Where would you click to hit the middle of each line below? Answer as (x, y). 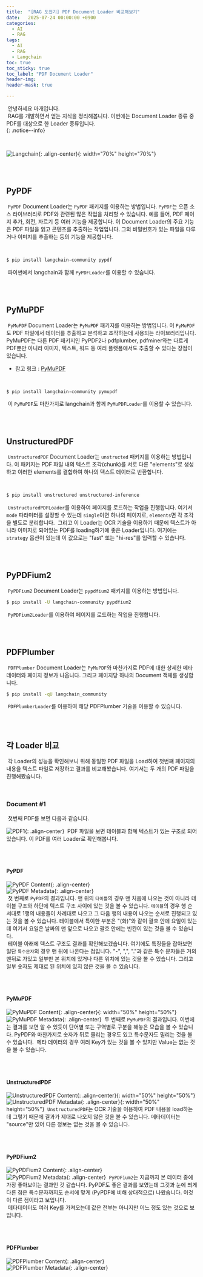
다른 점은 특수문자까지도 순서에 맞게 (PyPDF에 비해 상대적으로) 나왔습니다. (94, 1192)
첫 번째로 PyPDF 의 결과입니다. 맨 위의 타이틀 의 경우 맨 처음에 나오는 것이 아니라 (99, 898)
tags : (13, 40)
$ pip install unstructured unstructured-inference (73, 495)
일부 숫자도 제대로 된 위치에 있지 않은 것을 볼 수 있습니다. (73, 966)
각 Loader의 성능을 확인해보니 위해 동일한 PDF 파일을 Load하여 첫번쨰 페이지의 (101, 761)
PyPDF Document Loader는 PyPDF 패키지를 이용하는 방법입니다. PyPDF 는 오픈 (98, 206)
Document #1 (26, 804)
